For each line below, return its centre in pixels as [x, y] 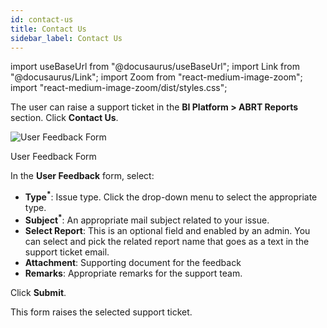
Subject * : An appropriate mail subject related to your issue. [147, 219]
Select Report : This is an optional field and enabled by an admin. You [167, 230]
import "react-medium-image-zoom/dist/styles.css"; [119, 88]
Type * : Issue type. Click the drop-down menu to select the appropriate [171, 196]
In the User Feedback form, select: [82, 176]
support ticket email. [67, 252]
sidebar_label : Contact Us [66, 38]
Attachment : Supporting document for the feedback [133, 262]
